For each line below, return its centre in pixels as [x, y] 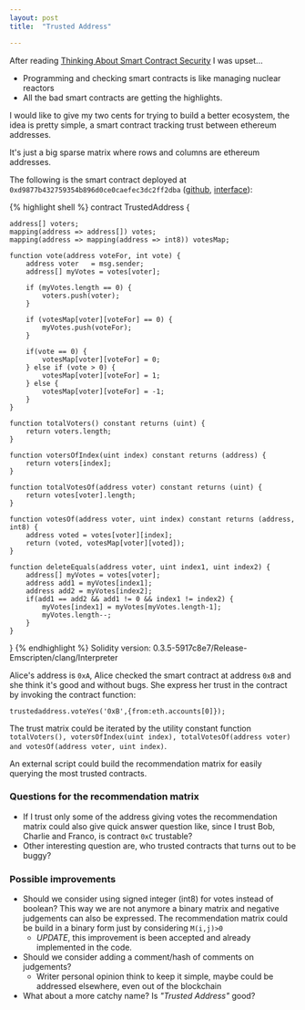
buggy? [37, 855]
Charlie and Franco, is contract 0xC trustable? [107, 836]
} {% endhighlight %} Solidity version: [81, 648]
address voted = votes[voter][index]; [99, 535]
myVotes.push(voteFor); [87, 328]
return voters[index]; [69, 463]
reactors [38, 88]
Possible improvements [63, 879]
